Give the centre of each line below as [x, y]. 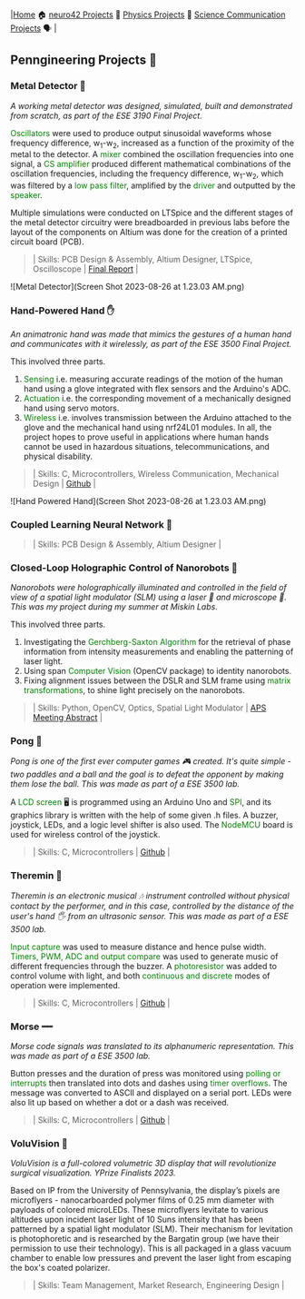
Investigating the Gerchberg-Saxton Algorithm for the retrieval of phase [157, 642]
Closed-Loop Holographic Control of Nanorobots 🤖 [124, 568]
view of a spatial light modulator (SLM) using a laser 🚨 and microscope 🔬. [148, 597]
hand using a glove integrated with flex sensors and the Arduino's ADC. [157, 388]
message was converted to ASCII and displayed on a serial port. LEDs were [151, 1093]
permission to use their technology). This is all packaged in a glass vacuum [151, 1248]
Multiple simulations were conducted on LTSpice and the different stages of [152, 213]
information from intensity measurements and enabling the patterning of [158, 652]
